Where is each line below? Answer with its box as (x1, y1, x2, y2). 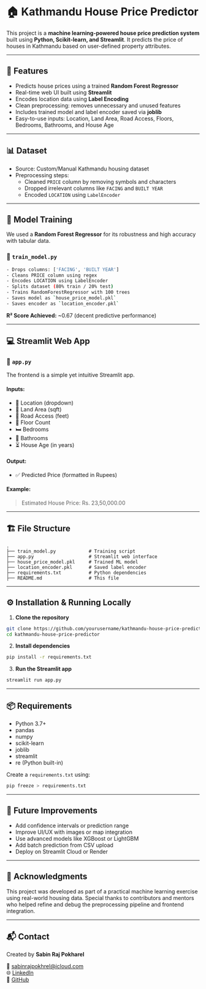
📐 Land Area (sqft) (15, 405, 62, 413)
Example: (6, 486, 31, 493)
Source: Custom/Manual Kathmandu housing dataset (15, 165, 149, 172)
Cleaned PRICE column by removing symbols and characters (24, 178, 177, 185)
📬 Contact (6, 931, 50, 942)
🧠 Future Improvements (6, 806, 98, 816)
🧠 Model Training (6, 214, 72, 224)
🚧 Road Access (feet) (15, 412, 69, 419)
